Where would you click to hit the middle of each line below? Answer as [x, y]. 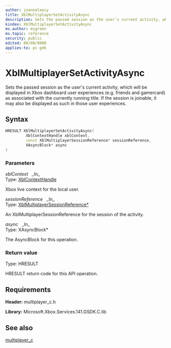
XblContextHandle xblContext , [58, 136]
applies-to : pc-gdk [26, 48]
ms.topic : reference [27, 34]
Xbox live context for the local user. [42, 189]
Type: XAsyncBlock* [27, 230]
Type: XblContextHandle [31, 180]
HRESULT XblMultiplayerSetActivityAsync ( [50, 131]
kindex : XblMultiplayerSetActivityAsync [49, 24]
